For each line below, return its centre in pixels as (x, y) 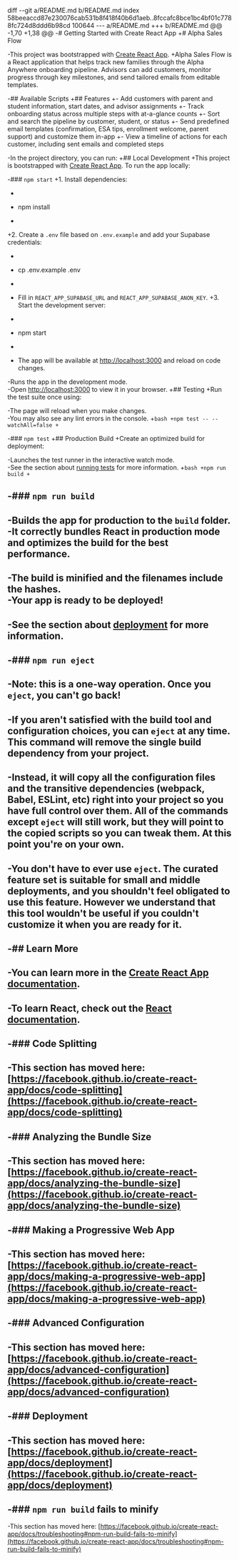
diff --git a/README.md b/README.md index (73, 10)
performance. (39, 553)
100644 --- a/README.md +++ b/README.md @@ (147, 25)
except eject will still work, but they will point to (116, 822)
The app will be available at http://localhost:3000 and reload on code (119, 360)
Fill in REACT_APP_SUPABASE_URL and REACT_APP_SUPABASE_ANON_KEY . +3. (118, 298)
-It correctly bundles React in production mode (114, 531)
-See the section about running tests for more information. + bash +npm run (117, 467)
